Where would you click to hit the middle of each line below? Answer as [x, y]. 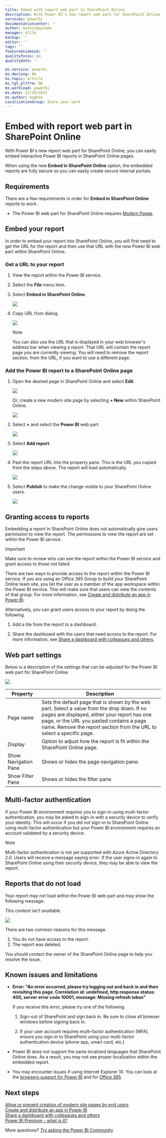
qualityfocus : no [23, 56]
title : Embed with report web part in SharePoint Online [65, 10]
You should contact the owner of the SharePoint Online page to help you [79, 954]
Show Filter [21, 776]
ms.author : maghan [24, 97]
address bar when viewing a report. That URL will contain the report [81, 347]
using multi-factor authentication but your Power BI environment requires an [83, 828]
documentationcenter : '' [31, 24]
